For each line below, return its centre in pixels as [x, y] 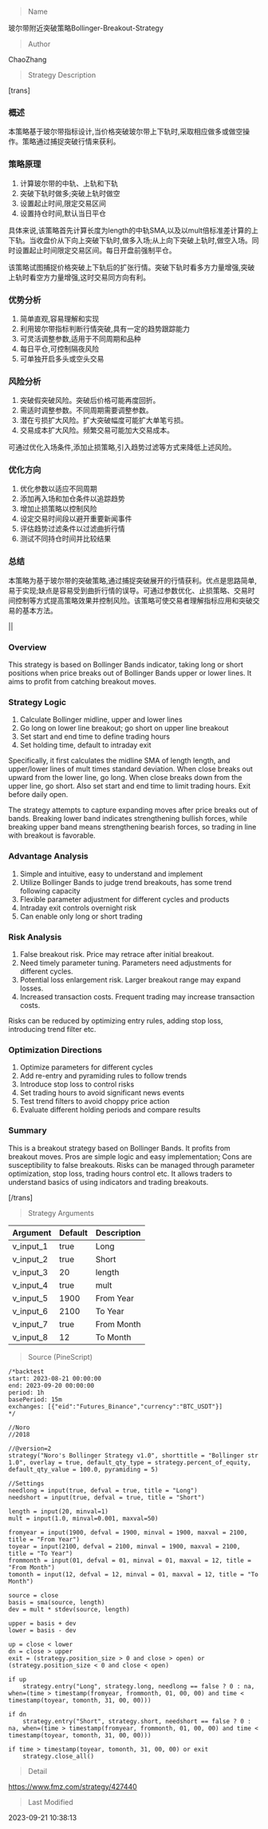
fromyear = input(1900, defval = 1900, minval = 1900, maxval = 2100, [128, 1532]
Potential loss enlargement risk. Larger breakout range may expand [130, 979]
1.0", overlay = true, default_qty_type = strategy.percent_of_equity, [130, 1462]
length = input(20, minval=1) [59, 1511]
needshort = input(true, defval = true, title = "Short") [106, 1497]
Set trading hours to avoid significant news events [102, 1093]
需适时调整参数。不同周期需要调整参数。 [86, 410]
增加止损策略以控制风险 [58, 509]
